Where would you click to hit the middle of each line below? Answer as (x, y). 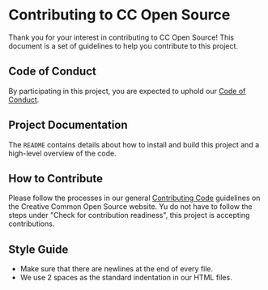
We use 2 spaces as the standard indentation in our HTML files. (126, 278)
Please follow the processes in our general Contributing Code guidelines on (134, 198)
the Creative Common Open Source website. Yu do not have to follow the (130, 207)
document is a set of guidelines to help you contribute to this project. (123, 45)
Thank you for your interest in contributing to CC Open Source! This (121, 37)
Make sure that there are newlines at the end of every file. (117, 269)
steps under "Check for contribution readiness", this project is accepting (129, 215)
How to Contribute (56, 179)
